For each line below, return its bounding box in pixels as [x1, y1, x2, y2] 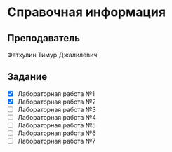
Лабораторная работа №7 [17, 137, 96, 146]
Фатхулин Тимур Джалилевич [7, 50, 98, 59]
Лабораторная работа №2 [17, 97, 96, 106]
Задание [7, 71, 48, 83]
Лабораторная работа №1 [17, 89, 95, 98]
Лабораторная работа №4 [17, 113, 97, 121]
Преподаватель [7, 32, 81, 44]
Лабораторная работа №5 [17, 121, 96, 130]
